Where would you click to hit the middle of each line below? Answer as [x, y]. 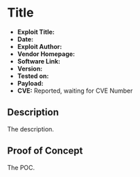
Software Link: [39, 61]
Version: [30, 68]
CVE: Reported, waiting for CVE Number [75, 91]
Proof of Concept [45, 151]
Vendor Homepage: [46, 54]
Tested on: [33, 76]
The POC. [21, 167]
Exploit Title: [36, 32]
